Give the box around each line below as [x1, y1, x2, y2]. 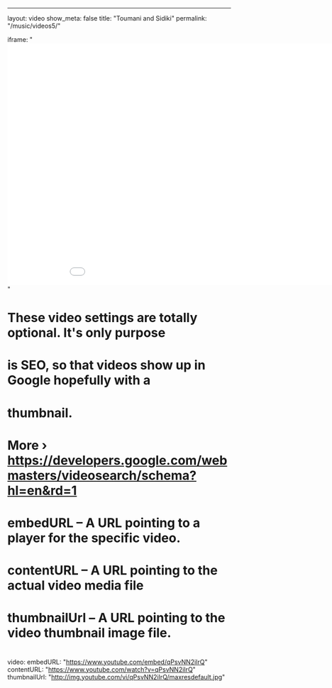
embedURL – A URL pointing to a [7, 515, 201, 531]
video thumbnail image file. [7, 625, 172, 641]
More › [7, 437, 48, 453]
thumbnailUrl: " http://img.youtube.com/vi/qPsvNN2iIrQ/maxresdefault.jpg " [7, 672, 226, 681]
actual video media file [7, 577, 144, 594]
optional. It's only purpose [7, 325, 166, 341]
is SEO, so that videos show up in [7, 357, 206, 373]
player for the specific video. [7, 530, 181, 546]
